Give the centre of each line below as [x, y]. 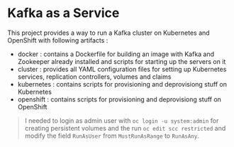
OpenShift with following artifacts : [58, 40]
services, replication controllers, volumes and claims [94, 77]
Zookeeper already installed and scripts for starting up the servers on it [122, 61]
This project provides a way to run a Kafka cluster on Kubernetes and [109, 33]
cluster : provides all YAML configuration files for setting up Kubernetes [122, 69]
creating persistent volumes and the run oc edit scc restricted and [125, 128]
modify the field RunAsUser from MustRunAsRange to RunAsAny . [112, 136]
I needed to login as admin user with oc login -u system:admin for [122, 120]
